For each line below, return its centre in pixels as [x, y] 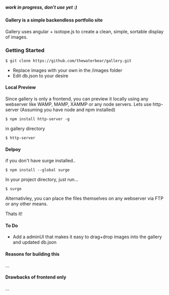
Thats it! [14, 214]
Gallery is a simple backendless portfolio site [54, 20]
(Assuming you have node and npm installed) [68, 110]
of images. [17, 37]
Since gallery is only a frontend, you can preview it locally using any [77, 99]
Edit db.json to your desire [40, 76]
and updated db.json [35, 242]
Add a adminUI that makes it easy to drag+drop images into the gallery [87, 237]
